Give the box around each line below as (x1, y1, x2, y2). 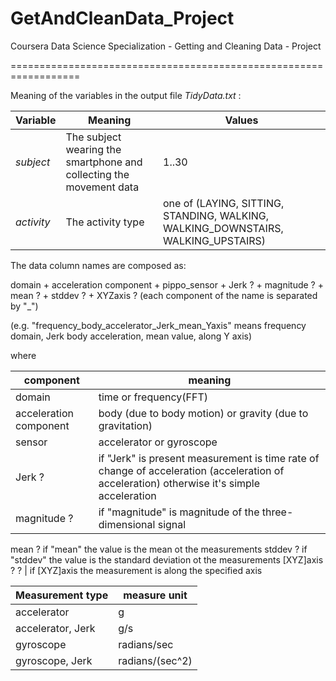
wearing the (65, 142, 122, 156)
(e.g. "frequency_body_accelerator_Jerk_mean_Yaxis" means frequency (10, 319, 307, 331)
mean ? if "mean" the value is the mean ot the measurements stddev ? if (10, 543, 308, 555)
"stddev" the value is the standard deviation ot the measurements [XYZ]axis (10, 553, 324, 566)
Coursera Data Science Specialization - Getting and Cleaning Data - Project (10, 40, 322, 52)
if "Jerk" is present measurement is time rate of (98, 451, 320, 465)
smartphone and (65, 155, 143, 169)
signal (157, 517, 187, 531)
